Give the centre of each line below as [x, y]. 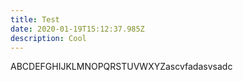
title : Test [35, 19]
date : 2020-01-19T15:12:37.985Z [77, 29]
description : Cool [48, 38]
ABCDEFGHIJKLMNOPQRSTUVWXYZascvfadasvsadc [121, 67]
